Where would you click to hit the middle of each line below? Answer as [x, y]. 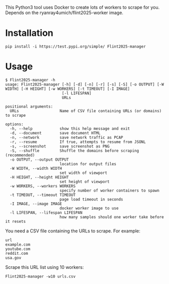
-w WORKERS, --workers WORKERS [43, 186]
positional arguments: [29, 106]
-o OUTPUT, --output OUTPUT [39, 159]
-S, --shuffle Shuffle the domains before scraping [74, 151]
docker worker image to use [89, 208]
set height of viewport [85, 181]
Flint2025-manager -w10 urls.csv [40, 276]
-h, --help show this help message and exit [70, 128]
